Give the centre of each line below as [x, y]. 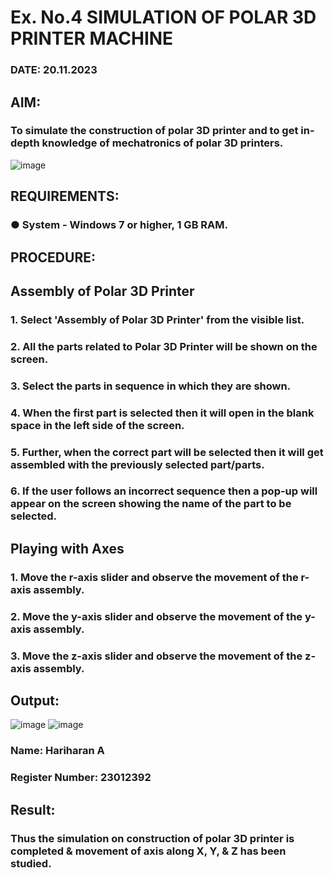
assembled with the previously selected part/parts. [137, 464]
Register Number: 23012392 [81, 778]
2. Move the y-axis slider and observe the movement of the [156, 616]
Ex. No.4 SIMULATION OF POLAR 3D [163, 17]
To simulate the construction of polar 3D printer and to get [154, 131]
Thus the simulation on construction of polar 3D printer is [152, 838]
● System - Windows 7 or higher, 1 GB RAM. [119, 225]
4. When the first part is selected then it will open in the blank [162, 413]
